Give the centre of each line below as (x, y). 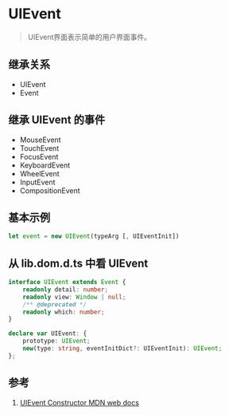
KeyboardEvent (45, 165)
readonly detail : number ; (66, 289)
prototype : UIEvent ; (56, 341)
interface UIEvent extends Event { (67, 283)
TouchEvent (39, 148)
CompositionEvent (50, 190)
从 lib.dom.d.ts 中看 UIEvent (78, 263)
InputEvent (37, 182)
